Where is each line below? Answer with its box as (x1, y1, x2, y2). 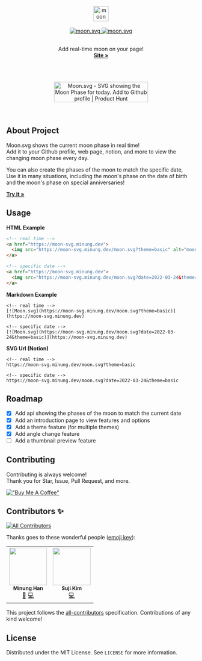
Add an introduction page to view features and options (14, 417, 150, 424)
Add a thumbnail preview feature (14, 436, 96, 444)
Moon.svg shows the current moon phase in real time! (6, 141, 140, 149)
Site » (93, 52, 109, 59)
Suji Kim (61, 585, 82, 592)
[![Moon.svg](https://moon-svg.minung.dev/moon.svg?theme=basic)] (6, 308, 176, 314)
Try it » (6, 190, 25, 197)
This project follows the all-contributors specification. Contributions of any (6, 609, 191, 616)
